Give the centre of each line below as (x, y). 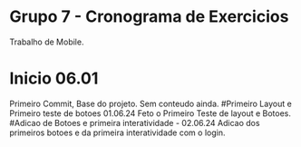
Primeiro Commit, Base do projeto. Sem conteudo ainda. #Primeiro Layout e (150, 103)
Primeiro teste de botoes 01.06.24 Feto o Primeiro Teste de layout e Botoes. (150, 113)
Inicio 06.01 (54, 78)
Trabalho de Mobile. (47, 42)
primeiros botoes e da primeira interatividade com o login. (117, 132)
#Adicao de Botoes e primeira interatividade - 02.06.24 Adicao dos (135, 122)
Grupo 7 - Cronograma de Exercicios (149, 17)
